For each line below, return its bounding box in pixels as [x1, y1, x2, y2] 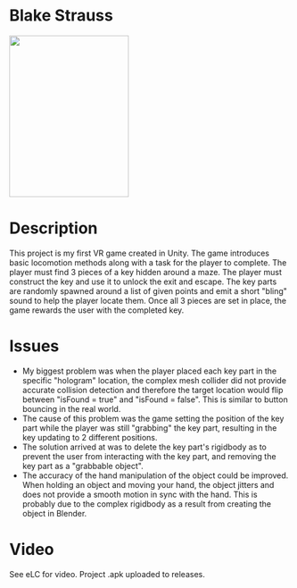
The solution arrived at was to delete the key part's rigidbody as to [21, 441, 268, 452]
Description [9, 218, 98, 239]
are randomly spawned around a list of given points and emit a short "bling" [9, 285, 288, 296]
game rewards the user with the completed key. [9, 305, 185, 315]
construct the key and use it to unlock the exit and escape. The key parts [9, 276, 277, 287]
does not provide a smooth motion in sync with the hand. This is [21, 489, 258, 500]
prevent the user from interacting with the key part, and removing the [21, 450, 276, 461]
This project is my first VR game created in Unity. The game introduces [9, 248, 270, 258]
